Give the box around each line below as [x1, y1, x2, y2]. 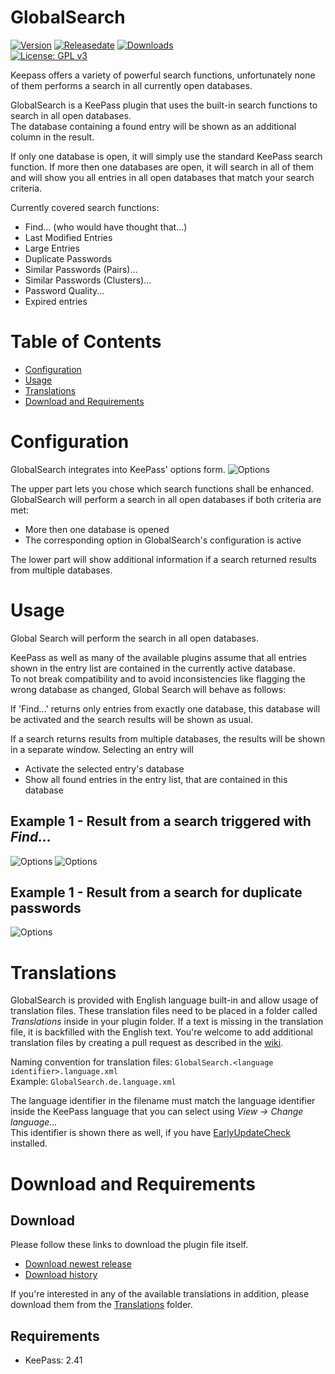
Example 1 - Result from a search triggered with [10, 813, 312, 830]
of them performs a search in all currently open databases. [10, 79, 253, 91]
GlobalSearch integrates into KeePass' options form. [10, 463, 226, 475]
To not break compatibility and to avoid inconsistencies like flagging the [10, 672, 306, 685]
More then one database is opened [24, 523, 170, 535]
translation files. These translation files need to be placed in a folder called [10, 1005, 318, 1017]
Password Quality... [24, 284, 105, 296]
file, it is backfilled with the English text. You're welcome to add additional [10, 1026, 313, 1038]
